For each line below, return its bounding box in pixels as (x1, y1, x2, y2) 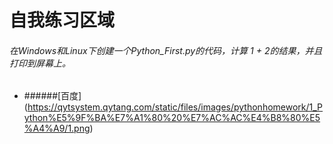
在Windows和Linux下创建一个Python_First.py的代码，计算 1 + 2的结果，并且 (9, 44, 323, 56)
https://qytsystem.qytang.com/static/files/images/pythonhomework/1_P (27, 101, 324, 113)
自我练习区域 (9, 9, 116, 32)
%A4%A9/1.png (23, 122, 91, 135)
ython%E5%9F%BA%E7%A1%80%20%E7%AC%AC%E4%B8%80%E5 (23, 112, 321, 124)
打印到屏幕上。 (9, 57, 71, 69)
